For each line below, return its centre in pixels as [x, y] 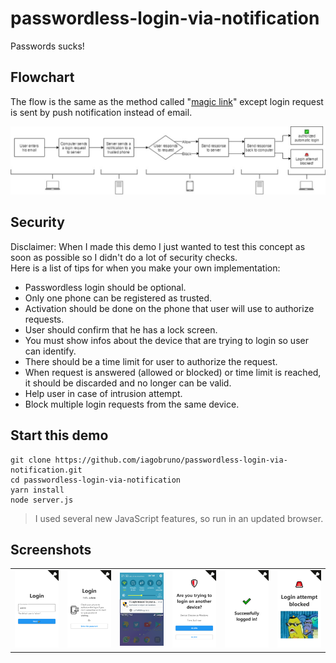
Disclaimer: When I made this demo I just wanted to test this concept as [158, 246]
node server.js [42, 500]
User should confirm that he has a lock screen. [121, 329]
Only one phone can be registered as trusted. [118, 298]
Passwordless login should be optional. [105, 287]
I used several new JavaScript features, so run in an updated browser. [179, 518]
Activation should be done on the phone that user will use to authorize [169, 308]
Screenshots [51, 550]
